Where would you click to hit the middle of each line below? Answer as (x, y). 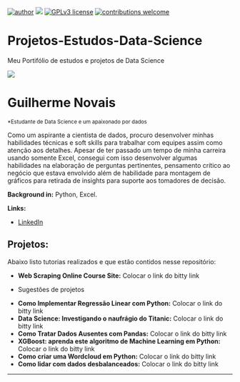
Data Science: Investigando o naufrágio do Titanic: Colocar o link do (120, 318)
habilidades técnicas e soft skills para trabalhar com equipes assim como (115, 142)
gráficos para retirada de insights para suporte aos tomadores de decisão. (117, 180)
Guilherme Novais (62, 103)
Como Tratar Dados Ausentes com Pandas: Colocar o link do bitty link (122, 333)
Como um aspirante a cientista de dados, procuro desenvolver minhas (111, 135)
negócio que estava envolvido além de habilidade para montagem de (109, 173)
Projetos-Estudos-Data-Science (105, 41)
